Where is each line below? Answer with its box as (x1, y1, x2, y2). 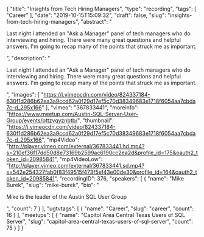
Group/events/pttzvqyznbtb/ (6, 117, 78, 124)
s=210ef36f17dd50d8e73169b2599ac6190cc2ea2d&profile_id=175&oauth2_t (6, 149, 198, 156)
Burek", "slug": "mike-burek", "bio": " (6, 182, 99, 188)
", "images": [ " (6, 91, 44, 98)
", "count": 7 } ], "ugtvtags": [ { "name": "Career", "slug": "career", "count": (6, 205, 194, 212)
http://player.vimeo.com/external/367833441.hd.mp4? (9, 143, 145, 149)
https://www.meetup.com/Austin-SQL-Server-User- (9, 111, 139, 117)
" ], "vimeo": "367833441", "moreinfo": (41, 104, 139, 111)
